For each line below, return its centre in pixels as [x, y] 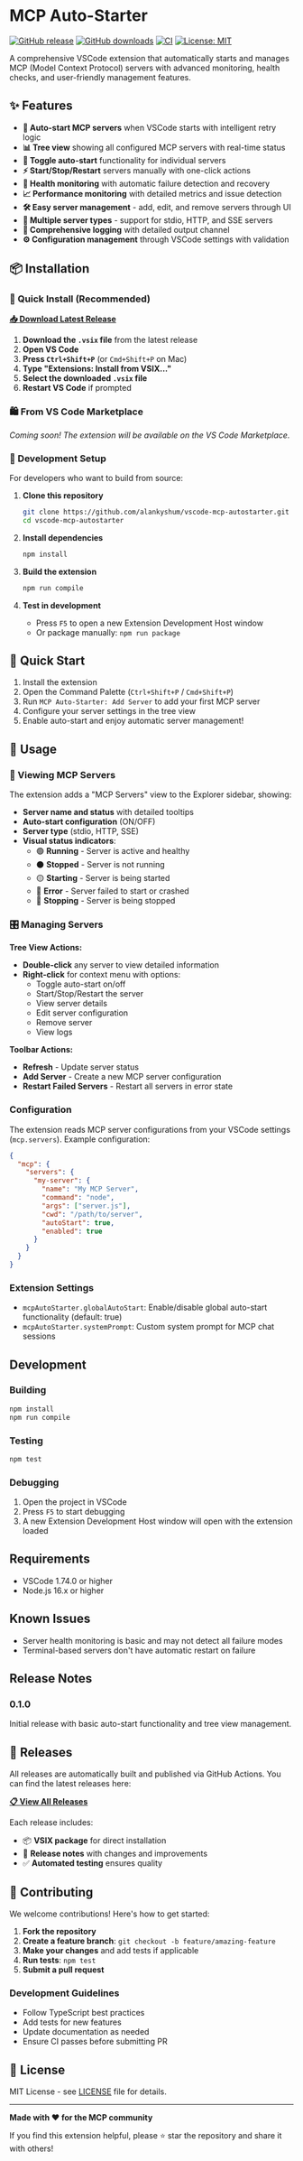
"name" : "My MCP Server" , [91, 1189]
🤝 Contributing [51, 1892]
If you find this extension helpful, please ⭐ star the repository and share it [146, 2136]
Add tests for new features [72, 2022]
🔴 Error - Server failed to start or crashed [112, 891]
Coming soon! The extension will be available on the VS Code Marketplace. [150, 435]
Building [28, 1390]
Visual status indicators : [69, 841]
